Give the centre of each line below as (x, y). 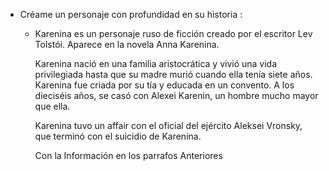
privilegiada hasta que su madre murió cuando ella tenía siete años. (173, 74)
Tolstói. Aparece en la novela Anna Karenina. (127, 44)
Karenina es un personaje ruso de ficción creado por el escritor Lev (173, 33)
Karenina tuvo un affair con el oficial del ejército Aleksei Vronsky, (168, 125)
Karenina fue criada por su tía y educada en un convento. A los (164, 85)
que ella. (52, 106)
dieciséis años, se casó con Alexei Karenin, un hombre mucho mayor (176, 95)
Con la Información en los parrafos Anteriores (128, 155)
